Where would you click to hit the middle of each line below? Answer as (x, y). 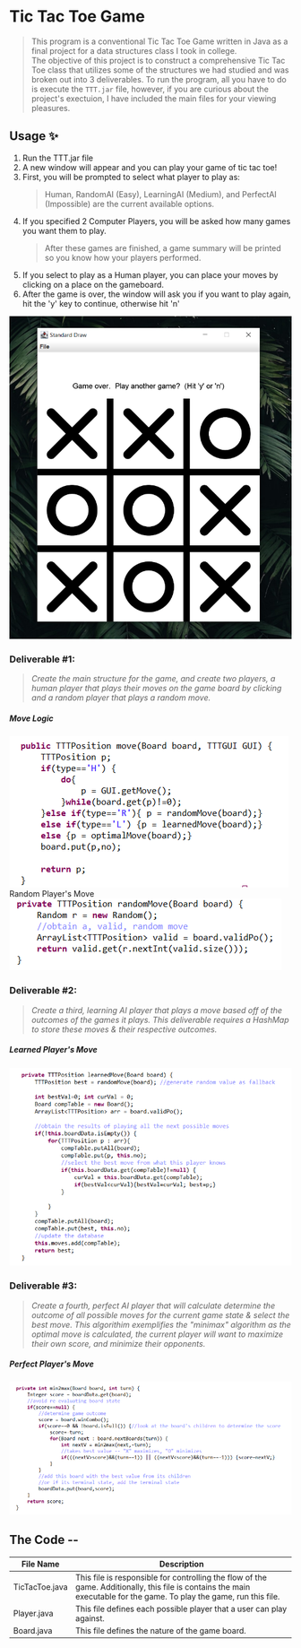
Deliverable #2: (43, 991)
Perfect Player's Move (52, 1364)
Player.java (33, 1613)
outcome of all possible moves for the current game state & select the (160, 1314)
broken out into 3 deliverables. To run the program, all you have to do (159, 79)
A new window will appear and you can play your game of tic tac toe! (150, 167)
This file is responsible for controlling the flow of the (171, 1577)
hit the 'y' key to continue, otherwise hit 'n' (101, 303)
